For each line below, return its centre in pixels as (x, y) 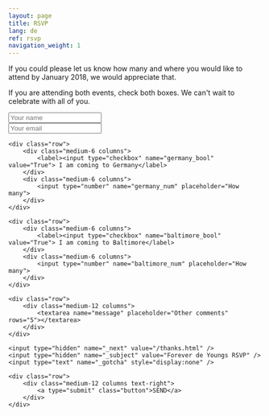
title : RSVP (28, 23)
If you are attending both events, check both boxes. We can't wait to (122, 93)
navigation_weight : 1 (45, 46)
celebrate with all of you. (49, 101)
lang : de (23, 31)
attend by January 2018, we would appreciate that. (93, 77)
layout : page (30, 16)
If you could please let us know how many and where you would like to (126, 68)
